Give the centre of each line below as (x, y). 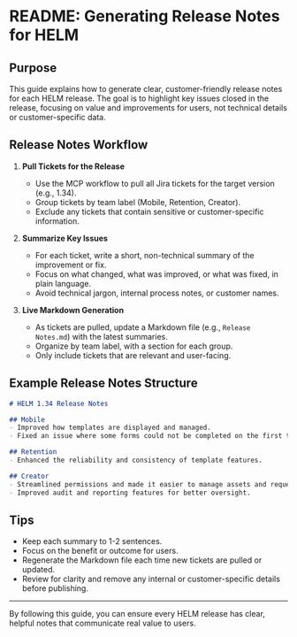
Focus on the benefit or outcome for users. (100, 551)
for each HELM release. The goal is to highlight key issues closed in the (139, 98)
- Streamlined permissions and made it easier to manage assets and (138, 484)
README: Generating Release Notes (145, 16)
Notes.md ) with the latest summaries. (101, 336)
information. (57, 221)
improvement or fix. (71, 265)
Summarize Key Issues (65, 238)
